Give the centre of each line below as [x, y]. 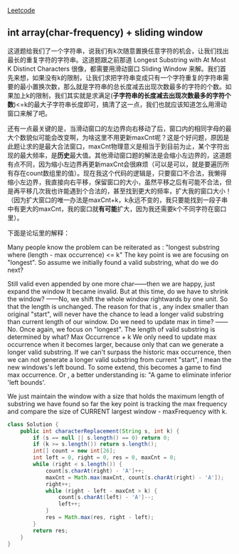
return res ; [51, 530]
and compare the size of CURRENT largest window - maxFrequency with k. [117, 411]
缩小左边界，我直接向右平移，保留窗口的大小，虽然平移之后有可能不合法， [116, 182]
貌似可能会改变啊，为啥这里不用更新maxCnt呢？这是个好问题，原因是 [128, 137]
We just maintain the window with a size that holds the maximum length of [116, 396]
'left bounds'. [27, 382]
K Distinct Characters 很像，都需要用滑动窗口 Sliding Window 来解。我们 [114, 69]
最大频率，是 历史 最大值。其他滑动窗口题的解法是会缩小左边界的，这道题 [126, 155]
